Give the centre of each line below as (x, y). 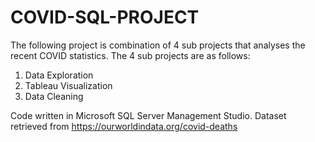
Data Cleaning (54, 96)
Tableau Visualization (68, 85)
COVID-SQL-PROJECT (105, 17)
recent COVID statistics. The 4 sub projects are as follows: (130, 55)
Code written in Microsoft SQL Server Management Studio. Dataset (148, 115)
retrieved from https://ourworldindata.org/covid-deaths (124, 126)
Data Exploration (59, 75)
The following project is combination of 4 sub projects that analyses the (158, 45)
